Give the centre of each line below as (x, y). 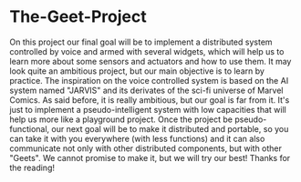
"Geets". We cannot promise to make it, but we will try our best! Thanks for (150, 157)
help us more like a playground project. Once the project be (121, 119)
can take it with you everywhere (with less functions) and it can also (137, 138)
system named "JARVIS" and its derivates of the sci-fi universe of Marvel (146, 90)
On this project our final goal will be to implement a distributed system (141, 42)
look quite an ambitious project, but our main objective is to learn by (137, 71)
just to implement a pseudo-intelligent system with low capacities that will (148, 109)
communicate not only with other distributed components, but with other (146, 148)
